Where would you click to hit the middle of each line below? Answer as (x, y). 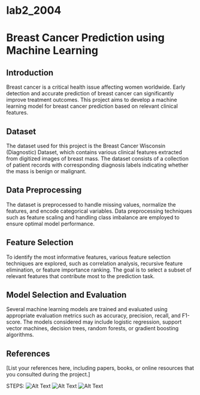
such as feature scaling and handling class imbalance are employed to (93, 217)
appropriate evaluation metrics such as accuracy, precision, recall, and (93, 316)
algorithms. (20, 335)
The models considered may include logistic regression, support (102, 322)
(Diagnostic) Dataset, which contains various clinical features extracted (94, 152)
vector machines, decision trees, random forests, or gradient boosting (93, 328)
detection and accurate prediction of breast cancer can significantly (90, 94)
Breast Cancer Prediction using (85, 38)
